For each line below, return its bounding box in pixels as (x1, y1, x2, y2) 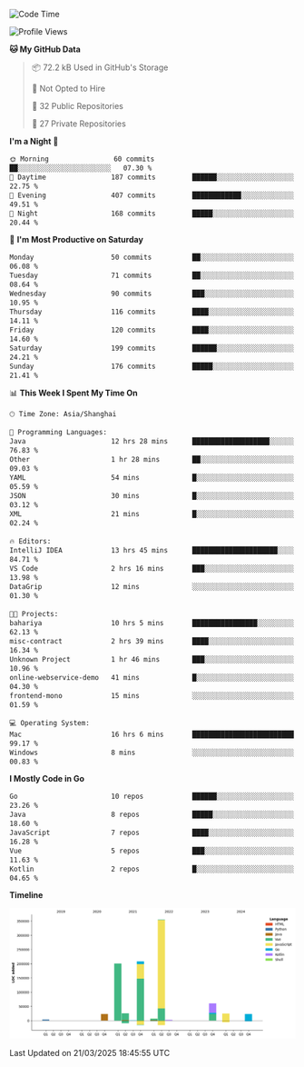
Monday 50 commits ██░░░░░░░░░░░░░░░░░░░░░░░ (9, 253, 295, 262)
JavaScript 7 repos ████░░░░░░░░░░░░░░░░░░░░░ (9, 828, 295, 837)
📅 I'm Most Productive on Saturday (9, 234, 143, 244)
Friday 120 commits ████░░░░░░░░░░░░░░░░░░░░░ (9, 325, 295, 334)
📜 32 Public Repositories (31, 101, 124, 111)
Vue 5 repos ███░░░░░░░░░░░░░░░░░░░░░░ (9, 846, 295, 855)
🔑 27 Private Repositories (31, 118, 127, 129)
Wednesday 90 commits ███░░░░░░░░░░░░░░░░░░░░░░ (9, 289, 295, 298)
